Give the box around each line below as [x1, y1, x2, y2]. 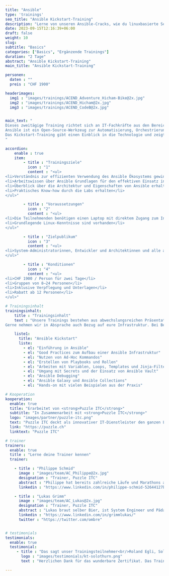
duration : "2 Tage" [5, 54, 46, 59]
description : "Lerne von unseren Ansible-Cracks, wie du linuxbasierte [5, 21, 158, 27]
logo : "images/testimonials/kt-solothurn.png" [21, 554, 123, 559]
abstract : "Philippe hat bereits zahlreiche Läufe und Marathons [18, 480, 161, 485]
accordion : [5, 146, 28, 151]
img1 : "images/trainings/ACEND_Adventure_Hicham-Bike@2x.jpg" [10, 95, 145, 100]
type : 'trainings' [5, 12, 44, 17]
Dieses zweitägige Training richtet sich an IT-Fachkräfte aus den [5, 123, 150, 128]
